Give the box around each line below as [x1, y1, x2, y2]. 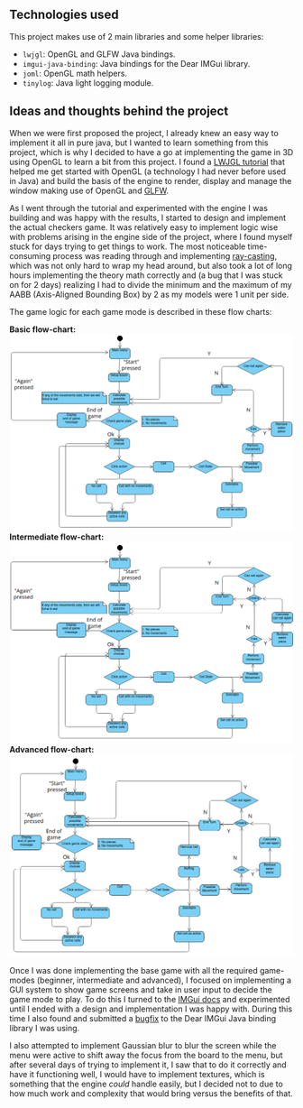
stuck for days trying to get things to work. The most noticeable [9, 241, 246, 252]
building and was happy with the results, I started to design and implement [9, 212, 287, 223]
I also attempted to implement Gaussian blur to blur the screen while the [9, 1039, 277, 1050]
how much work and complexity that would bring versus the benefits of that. [9, 1087, 293, 1099]
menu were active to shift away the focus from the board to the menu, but [9, 1049, 283, 1060]
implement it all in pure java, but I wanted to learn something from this [9, 137, 269, 148]
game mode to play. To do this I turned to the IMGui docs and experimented [9, 993, 290, 1004]
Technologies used [9, 7, 119, 23]
